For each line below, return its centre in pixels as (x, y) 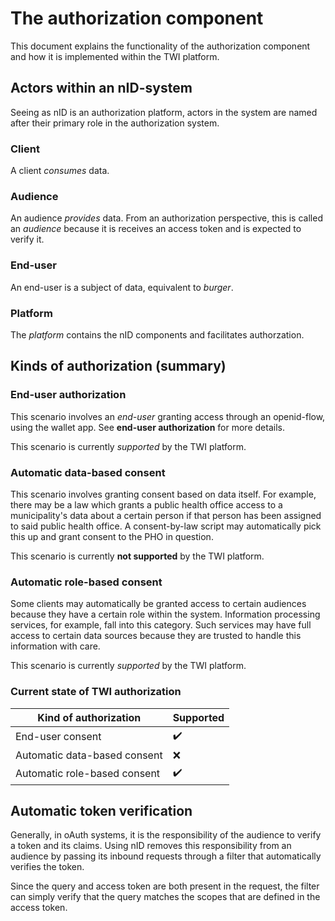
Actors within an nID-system (101, 88)
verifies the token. (47, 867)
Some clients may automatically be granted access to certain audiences (158, 604)
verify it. (27, 239)
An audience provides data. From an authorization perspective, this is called (166, 218)
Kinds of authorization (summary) (118, 366)
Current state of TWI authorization (96, 692)
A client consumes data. (60, 171)
